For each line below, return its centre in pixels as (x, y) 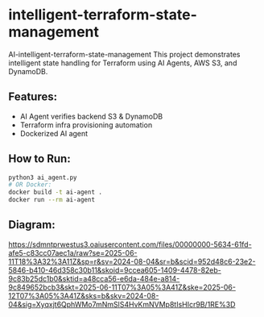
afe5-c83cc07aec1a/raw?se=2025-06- (73, 252)
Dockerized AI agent (54, 133)
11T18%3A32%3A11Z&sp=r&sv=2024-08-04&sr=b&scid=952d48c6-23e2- (132, 261)
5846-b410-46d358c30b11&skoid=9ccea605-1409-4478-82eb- (115, 270)
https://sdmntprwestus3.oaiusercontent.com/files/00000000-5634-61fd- (130, 244)
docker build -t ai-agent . (56, 192)
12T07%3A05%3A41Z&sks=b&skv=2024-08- (84, 295)
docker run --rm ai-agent (52, 200)
